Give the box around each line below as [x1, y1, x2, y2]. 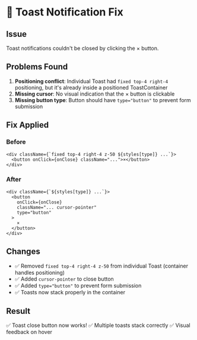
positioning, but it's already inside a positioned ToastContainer [14, 84, 168, 91]
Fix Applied [6, 120, 49, 130]
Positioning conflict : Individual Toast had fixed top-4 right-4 [14, 77, 169, 85]
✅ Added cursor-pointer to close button [14, 275, 114, 282]
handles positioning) [14, 269, 65, 276]
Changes [6, 246, 40, 257]
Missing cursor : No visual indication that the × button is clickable [14, 90, 175, 97]
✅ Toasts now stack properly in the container [14, 288, 126, 295]
